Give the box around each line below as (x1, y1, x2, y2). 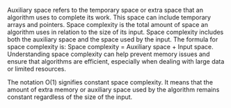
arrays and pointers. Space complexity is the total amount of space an (7, 21, 209, 28)
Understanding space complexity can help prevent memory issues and (7, 50, 210, 58)
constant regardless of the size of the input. (7, 93, 133, 101)
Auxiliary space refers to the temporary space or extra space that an (7, 6, 204, 14)
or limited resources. (7, 65, 67, 73)
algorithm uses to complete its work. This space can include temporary (7, 13, 211, 21)
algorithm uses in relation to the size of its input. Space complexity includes (7, 28, 224, 36)
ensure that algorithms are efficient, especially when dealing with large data (7, 57, 225, 65)
